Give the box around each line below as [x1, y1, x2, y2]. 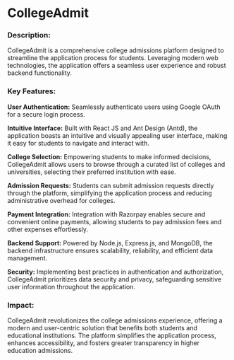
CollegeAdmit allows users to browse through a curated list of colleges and [7, 160, 226, 168]
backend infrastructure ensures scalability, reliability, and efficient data [7, 246, 214, 255]
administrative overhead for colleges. [7, 196, 116, 204]
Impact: [7, 300, 35, 310]
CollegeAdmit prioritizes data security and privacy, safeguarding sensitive [7, 274, 222, 284]
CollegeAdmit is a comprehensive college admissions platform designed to [7, 46, 224, 54]
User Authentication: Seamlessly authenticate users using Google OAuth [7, 103, 221, 111]
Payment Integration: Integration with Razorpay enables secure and [7, 210, 206, 219]
